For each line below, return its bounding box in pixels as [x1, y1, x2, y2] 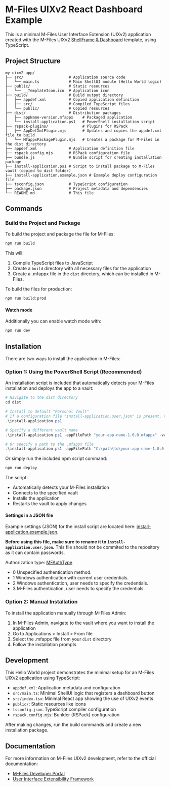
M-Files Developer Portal [12, 771, 65, 777]
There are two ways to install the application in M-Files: [5, 356, 120, 362]
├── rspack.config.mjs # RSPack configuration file [5, 150, 130, 156]
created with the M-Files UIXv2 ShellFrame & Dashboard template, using [5, 37, 156, 43]
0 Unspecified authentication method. [12, 569, 92, 575]
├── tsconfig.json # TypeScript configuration [5, 182, 128, 187]
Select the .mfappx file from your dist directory [12, 636, 112, 642]
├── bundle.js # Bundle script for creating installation [5, 155, 162, 160]
